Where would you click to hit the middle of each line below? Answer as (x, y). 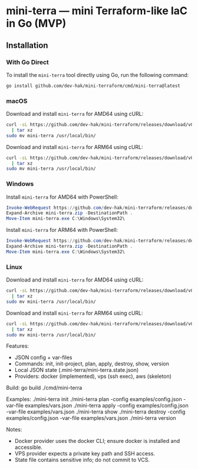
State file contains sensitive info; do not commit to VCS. (82, 460)
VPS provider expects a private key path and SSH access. (85, 454)
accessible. (29, 447)
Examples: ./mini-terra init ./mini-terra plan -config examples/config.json (94, 399)
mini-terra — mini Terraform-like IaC (97, 11)
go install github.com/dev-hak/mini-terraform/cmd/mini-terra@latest (93, 86)
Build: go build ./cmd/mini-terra (44, 388)
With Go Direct (27, 62)
